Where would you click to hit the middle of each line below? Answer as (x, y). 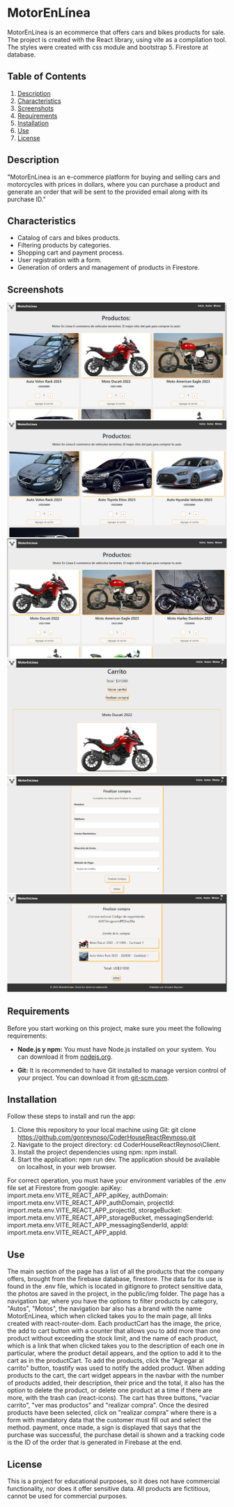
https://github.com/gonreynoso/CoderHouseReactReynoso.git (107, 1137)
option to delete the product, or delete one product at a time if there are (110, 1390)
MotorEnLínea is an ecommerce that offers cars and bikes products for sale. (116, 32)
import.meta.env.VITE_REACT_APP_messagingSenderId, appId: (98, 1225)
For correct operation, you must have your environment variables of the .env (117, 1180)
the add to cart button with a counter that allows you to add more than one (114, 1331)
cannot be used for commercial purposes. (67, 1496)
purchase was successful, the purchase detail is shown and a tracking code (116, 1435)
